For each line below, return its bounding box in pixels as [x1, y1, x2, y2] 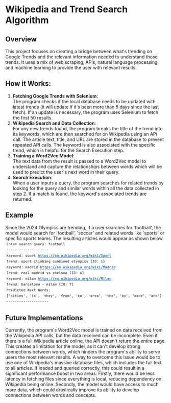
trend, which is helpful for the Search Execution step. [12, 147, 125, 153]
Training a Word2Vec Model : [12, 152, 75, 159]
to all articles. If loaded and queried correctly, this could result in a [5, 365, 144, 371]
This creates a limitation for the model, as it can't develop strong [5, 343, 141, 349]
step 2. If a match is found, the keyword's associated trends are [12, 191, 147, 197]
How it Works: [5, 79, 51, 88]
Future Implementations [5, 313, 83, 322]
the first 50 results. [12, 114, 53, 121]
